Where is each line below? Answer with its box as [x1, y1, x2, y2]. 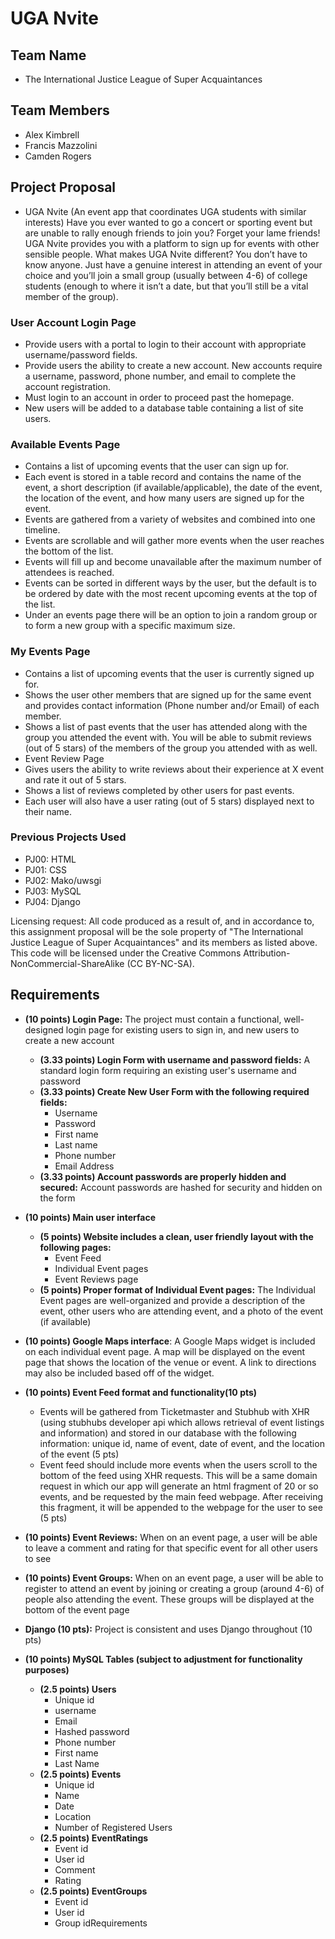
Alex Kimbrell [24, 128, 80, 141]
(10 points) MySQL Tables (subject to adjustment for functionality [24, 1653, 303, 1665]
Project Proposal [10, 179, 117, 196]
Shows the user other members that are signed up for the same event [24, 688, 312, 701]
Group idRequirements [54, 1917, 148, 1929]
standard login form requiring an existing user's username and [39, 1064, 297, 1076]
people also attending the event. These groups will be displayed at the [24, 1593, 315, 1605]
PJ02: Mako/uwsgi [24, 874, 102, 886]
